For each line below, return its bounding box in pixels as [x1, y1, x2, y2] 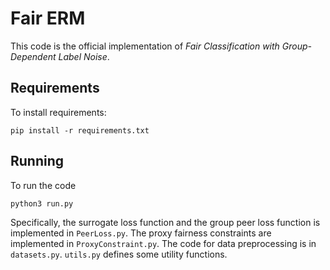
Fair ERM [10, 7, 86, 30]
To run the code [10, 179, 77, 191]
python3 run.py [10, 198, 74, 209]
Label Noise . [58, 50, 110, 62]
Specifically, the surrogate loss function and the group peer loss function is [10, 216, 321, 228]
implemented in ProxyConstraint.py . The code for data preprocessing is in [10, 237, 317, 249]
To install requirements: [10, 106, 107, 118]
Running [10, 153, 65, 170]
